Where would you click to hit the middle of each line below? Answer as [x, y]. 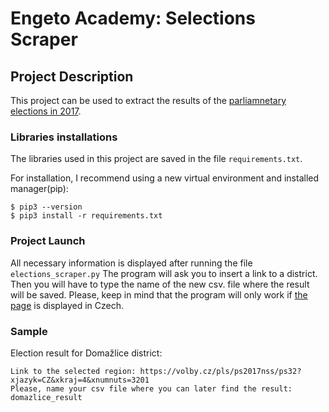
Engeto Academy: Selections [133, 18]
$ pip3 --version [46, 207]
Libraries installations [64, 137]
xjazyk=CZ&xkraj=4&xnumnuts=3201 [80, 380]
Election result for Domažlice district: [86, 353]
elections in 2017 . [46, 111]
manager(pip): [39, 189]
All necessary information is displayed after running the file [131, 263]
